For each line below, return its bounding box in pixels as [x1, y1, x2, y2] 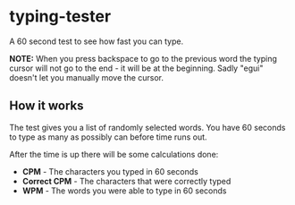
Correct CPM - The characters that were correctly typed [21, 175, 232, 186]
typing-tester [9, 6, 112, 27]
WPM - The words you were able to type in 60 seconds [21, 185, 227, 196]
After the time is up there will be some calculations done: [9, 149, 219, 159]
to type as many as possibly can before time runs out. [9, 132, 207, 142]
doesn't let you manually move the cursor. [9, 72, 164, 82]
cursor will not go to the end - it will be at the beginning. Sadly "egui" [9, 63, 264, 73]
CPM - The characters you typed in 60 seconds [21, 166, 198, 176]
